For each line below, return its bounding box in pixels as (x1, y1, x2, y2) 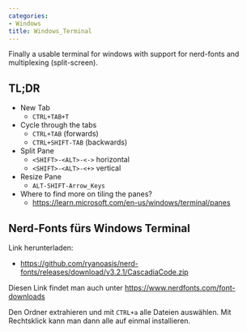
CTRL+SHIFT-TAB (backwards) (32, 137, 128, 147)
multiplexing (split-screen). (8, 58, 99, 67)
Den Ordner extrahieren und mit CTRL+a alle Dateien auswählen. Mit (8, 308, 232, 317)
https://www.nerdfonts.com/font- (124, 283, 236, 292)
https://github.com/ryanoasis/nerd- (19, 259, 139, 268)
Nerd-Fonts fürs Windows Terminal (8, 221, 190, 235)
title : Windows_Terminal (8, 27, 92, 35)
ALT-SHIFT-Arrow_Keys (32, 182, 105, 191)
